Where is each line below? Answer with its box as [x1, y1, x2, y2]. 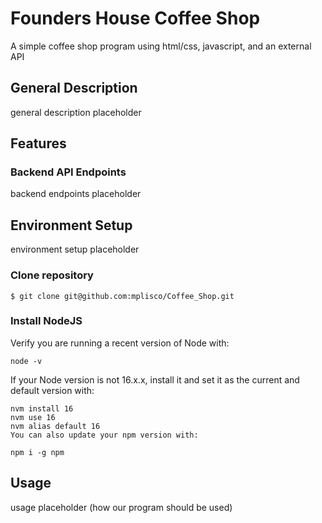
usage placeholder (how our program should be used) [10, 501, 233, 513]
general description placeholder [10, 106, 142, 118]
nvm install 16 [10, 403, 74, 414]
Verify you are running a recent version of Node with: [10, 337, 230, 349]
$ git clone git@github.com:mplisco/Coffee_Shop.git [10, 291, 235, 301]
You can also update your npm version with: [10, 430, 199, 440]
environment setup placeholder [10, 243, 140, 256]
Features [10, 135, 67, 152]
